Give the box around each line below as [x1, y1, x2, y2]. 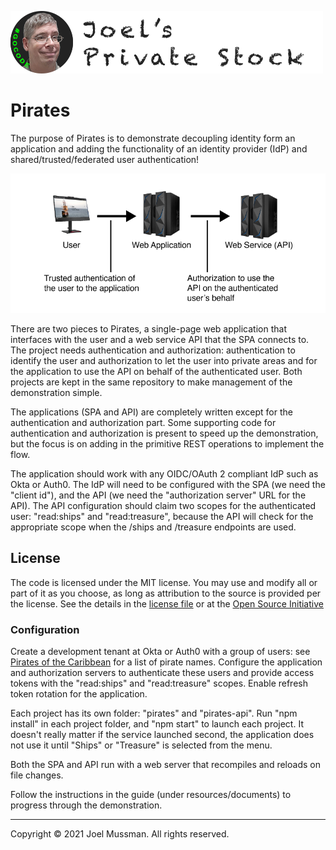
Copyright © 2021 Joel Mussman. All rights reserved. [10, 828, 230, 840]
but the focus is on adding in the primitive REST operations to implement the [10, 437, 325, 450]
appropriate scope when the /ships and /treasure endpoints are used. [10, 521, 297, 533]
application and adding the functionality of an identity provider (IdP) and [10, 142, 308, 155]
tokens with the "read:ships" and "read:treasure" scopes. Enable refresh [10, 677, 308, 690]
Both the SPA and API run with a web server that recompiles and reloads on [10, 759, 321, 771]
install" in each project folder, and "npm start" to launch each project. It [10, 718, 304, 730]
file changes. [10, 769, 64, 781]
